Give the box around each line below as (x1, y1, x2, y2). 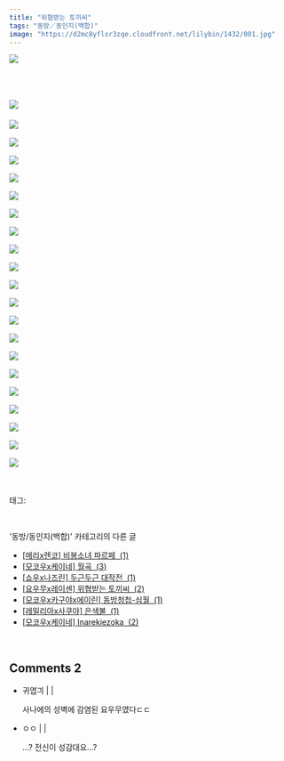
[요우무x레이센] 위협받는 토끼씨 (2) (21, 584, 145, 595)
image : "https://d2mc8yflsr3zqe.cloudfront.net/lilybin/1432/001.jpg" (9, 29, 276, 38)
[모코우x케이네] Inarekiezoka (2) (21, 617, 139, 627)
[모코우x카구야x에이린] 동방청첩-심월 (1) (21, 595, 163, 605)
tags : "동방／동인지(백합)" (9, 21, 99, 30)
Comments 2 (9, 660, 82, 676)
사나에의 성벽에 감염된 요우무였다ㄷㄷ (21, 704, 151, 715)
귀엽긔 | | (21, 685, 54, 696)
